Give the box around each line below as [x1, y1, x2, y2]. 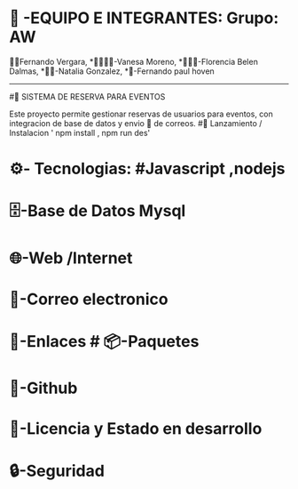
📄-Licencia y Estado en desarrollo [9, 419, 263, 439]
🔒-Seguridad [9, 461, 105, 481]
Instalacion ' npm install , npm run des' [9, 127, 151, 138]
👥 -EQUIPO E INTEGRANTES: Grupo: [9, 8, 279, 28]
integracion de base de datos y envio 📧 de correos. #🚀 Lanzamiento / [9, 117, 263, 128]
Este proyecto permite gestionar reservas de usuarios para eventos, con [9, 108, 273, 119]
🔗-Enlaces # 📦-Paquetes [9, 331, 200, 351]
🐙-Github [9, 378, 78, 398]
